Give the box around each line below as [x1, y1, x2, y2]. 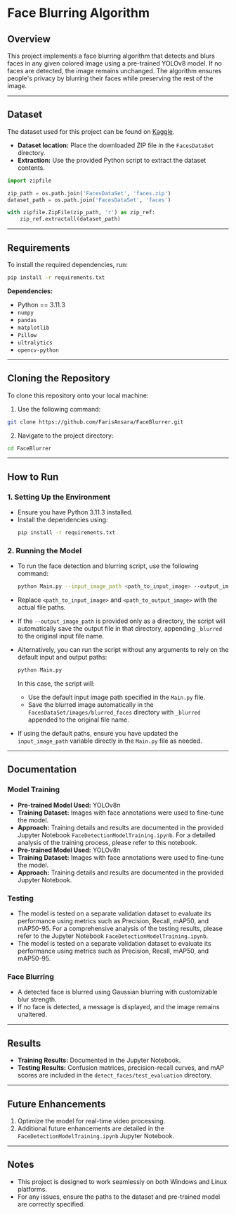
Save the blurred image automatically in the [27, 701, 154, 709]
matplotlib [17, 324, 50, 331]
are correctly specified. [17, 1199, 86, 1208]
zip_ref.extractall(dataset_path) [20, 216, 121, 223]
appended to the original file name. [27, 715, 130, 724]
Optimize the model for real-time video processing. [17, 1116, 166, 1125]
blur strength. [17, 995, 58, 1004]
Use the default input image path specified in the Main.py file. [27, 693, 206, 702]
